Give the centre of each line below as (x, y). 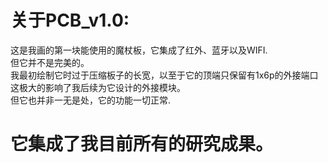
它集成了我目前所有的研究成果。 (142, 144)
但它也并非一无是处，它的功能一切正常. (91, 100)
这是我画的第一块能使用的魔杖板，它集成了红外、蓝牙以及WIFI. (139, 50)
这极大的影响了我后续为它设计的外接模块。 (98, 87)
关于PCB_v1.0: (70, 20)
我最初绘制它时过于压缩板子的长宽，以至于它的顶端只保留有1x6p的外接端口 (164, 75)
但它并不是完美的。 (50, 62)
